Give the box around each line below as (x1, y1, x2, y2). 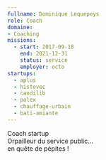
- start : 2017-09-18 (13, 43, 74, 50)
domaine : (7, 23, 33, 31)
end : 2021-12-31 (20, 50, 69, 58)
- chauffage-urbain (13, 103, 71, 110)
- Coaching (7, 30, 40, 38)
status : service (20, 57, 69, 64)
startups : (7, 70, 37, 77)
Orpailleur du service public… (7, 137, 94, 145)
